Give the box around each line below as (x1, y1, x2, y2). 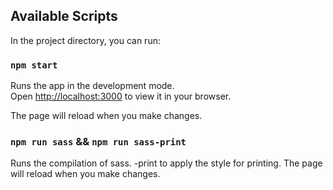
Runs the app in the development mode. (10, 80, 175, 92)
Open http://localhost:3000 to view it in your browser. (10, 90, 232, 103)
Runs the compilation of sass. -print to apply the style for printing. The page (10, 157, 323, 169)
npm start (10, 59, 58, 71)
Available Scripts (10, 8, 118, 25)
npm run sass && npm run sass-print (10, 135, 187, 149)
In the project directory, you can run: (10, 34, 161, 46)
